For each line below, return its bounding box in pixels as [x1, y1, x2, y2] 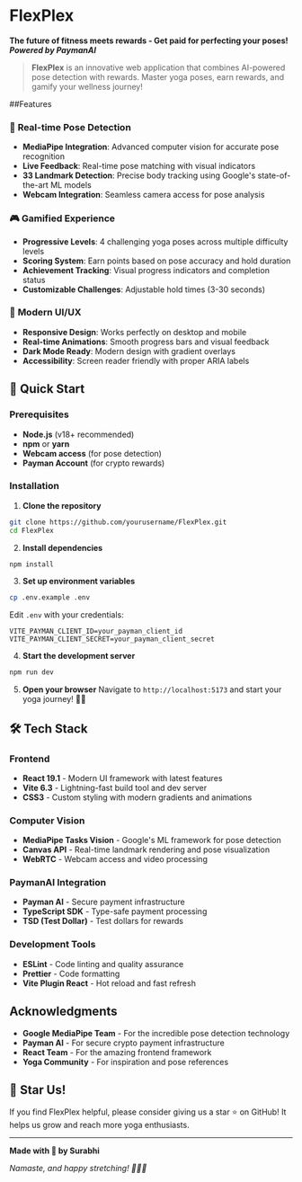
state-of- [257, 170, 291, 181]
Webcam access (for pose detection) [22, 448, 162, 458]
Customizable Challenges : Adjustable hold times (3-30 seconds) [22, 284, 266, 295]
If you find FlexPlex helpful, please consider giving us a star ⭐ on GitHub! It [9, 1106, 287, 1117]
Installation [9, 480, 60, 493]
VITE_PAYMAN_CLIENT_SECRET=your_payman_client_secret [9, 635, 216, 644]
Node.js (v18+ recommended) [22, 429, 135, 440]
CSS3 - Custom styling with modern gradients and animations [22, 792, 253, 803]
